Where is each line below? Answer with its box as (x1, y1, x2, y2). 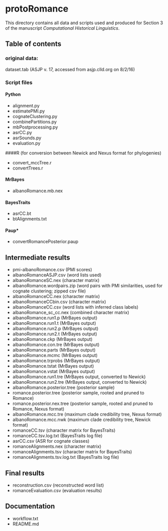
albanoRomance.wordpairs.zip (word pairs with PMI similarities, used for (12, 283, 163, 289)
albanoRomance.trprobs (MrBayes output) (12, 358, 100, 364)
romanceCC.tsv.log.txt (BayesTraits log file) (12, 433, 103, 439)
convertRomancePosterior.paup (12, 239, 79, 245)
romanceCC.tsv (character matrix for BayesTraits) (12, 427, 116, 434)
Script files (5, 79, 33, 86)
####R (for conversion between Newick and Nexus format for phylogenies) (5, 150, 162, 156)
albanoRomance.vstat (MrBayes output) (12, 369, 96, 375)
